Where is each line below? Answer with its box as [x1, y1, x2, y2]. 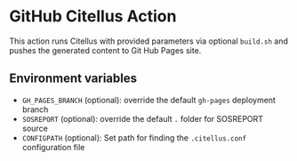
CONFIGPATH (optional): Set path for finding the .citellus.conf [21, 132, 247, 143]
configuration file [21, 141, 85, 152]
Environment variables [9, 71, 138, 86]
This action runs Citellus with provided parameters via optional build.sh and [9, 36, 289, 46]
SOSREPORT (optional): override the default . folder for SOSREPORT [21, 113, 264, 124]
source [21, 123, 49, 133]
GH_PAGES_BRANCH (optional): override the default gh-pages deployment [21, 94, 276, 105]
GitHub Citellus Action [9, 6, 177, 27]
